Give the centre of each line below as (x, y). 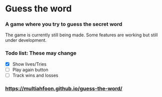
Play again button (30, 70)
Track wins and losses (35, 75)
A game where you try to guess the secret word (64, 24)
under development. (26, 40)
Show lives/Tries (29, 64)
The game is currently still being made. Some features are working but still (81, 35)
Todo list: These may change (41, 53)
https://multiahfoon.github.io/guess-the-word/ (64, 89)
